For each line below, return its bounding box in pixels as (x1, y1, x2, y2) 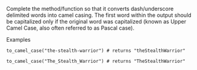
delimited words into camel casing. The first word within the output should (6, 11, 192, 19)
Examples (6, 36, 31, 43)
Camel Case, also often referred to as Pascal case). (6, 24, 135, 31)
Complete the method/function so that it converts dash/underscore (6, 5, 174, 12)
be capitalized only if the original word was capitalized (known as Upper (6, 18, 187, 25)
